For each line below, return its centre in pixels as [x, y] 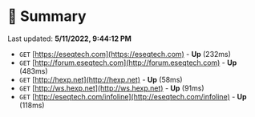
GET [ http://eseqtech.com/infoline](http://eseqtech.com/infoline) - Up [133, 96]
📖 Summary [47, 16]
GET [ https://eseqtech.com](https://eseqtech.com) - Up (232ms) [125, 54]
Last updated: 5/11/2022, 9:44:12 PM [69, 38]
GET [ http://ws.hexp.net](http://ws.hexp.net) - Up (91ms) [112, 88]
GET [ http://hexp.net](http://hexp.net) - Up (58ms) [101, 79]
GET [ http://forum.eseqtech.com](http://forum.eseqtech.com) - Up [128, 63]
